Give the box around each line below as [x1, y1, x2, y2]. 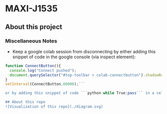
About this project [5, 23, 63, 31]
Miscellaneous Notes [5, 38, 57, 44]
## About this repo [5, 100, 46, 105]
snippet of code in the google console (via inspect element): [12, 54, 136, 60]
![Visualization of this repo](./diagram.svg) [5, 104, 103, 109]
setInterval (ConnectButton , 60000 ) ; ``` [5, 82, 85, 87]
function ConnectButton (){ [5, 63, 61, 68]
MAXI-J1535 [5, 3, 58, 14]
